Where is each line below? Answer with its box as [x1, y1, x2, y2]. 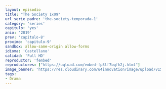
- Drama [5, 76, 21, 81]
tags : [5, 72, 16, 77]
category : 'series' [5, 21, 45, 26]
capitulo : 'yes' [5, 26, 39, 31]
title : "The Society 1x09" [5, 12, 61, 17]
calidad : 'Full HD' [5, 53, 45, 58]
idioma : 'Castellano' [5, 48, 50, 53]
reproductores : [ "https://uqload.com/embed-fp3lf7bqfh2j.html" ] [5, 62, 140, 67]
